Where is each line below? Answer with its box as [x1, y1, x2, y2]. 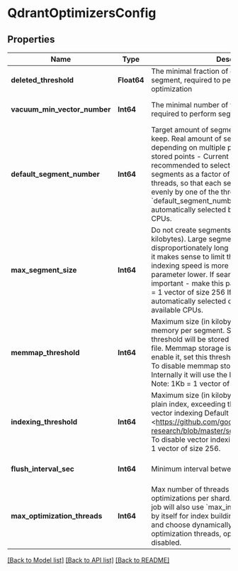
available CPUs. [151, 305, 203, 315]
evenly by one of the [151, 187, 220, 197]
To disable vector [151, 435, 209, 445]
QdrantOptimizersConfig [7, 5, 157, 21]
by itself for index [151, 511, 209, 521]
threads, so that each [151, 178, 222, 187]
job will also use [151, 502, 204, 512]
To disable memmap [151, 361, 219, 371]
